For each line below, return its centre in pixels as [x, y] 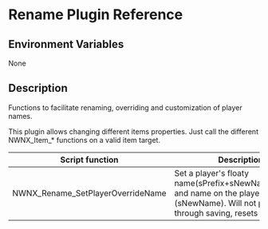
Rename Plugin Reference [96, 15]
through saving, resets [216, 213]
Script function [89, 160]
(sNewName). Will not [215, 203]
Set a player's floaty [212, 173]
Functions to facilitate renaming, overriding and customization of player [125, 107]
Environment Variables [66, 44]
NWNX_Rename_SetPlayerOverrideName [89, 193]
